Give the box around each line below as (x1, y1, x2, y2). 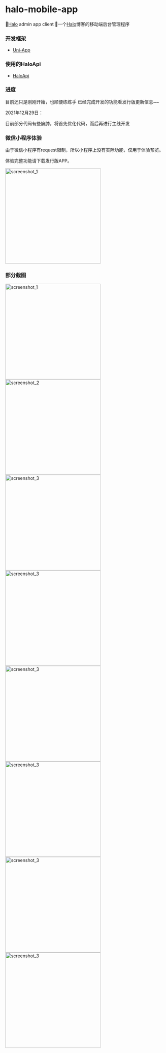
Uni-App (12, 47, 30, 53)
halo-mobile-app (5, 4, 78, 15)
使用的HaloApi (5, 61, 41, 68)
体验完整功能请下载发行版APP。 (5, 158, 72, 164)
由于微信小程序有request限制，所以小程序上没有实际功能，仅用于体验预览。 (5, 147, 164, 153)
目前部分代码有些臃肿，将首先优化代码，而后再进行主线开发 (5, 120, 130, 126)
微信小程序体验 (5, 134, 42, 141)
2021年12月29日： (5, 110, 44, 116)
